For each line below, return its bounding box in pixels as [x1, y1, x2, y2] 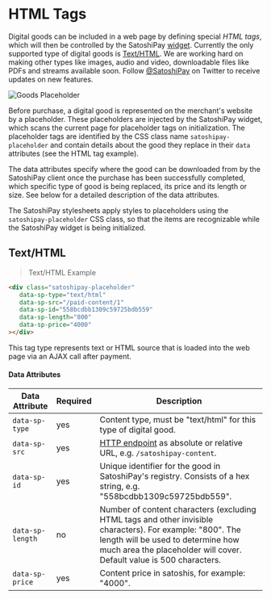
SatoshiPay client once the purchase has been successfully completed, [8, 173, 246, 182]
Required [56, 396, 92, 407]
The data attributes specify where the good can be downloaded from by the [8, 164, 261, 174]
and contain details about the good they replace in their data [49, 140, 251, 149]
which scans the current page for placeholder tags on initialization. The [8, 123, 246, 132]
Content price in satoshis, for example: [99, 568, 246, 579]
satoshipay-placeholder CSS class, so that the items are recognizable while [8, 214, 261, 224]
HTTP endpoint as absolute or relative [99, 438, 244, 449]
